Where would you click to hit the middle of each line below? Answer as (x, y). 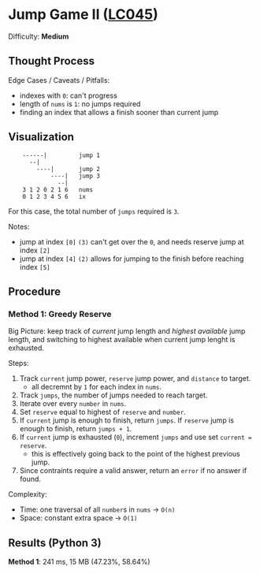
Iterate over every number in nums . (73, 404)
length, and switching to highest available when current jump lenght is (122, 340)
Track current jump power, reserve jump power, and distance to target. (135, 378)
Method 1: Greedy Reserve (60, 314)
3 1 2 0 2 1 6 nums (58, 190)
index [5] (35, 266)
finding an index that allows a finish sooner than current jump (119, 112)
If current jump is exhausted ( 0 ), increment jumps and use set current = (136, 437)
